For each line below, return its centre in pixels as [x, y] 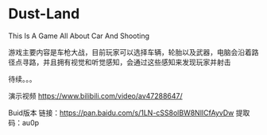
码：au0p [24, 122]
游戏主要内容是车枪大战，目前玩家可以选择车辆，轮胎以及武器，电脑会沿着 [130, 52]
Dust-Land [44, 14]
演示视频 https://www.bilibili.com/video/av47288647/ [95, 95]
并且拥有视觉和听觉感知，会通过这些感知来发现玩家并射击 [137, 62]
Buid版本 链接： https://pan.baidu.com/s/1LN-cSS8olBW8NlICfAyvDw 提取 [129, 113]
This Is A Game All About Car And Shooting [79, 36]
